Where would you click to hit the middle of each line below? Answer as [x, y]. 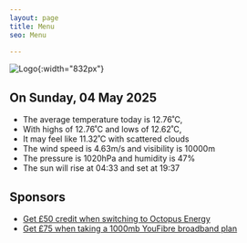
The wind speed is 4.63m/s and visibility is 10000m [119, 149]
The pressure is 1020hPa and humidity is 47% [109, 158]
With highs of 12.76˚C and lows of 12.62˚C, [102, 130]
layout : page [34, 18]
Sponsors [37, 197]
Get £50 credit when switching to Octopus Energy [117, 219]
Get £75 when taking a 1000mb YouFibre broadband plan [130, 228]
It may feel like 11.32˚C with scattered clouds [106, 139]
